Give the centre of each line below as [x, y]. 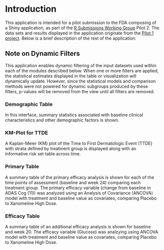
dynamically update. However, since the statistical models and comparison [81, 81]
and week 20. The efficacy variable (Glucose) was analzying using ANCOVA [82, 232]
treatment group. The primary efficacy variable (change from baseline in [78, 188]
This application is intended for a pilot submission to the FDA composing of [81, 23]
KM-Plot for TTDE [26, 132]
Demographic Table [29, 104]
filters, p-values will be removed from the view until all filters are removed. [80, 91]
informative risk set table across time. [43, 154]
